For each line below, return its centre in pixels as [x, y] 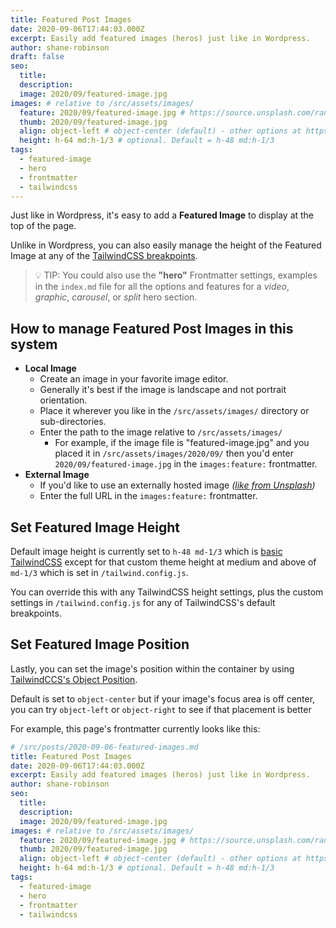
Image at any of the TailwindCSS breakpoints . [104, 256]
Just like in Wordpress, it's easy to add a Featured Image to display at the [162, 215]
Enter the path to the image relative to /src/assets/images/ [161, 432]
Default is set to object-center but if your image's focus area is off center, [163, 698]
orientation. [63, 400]
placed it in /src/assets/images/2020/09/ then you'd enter [174, 453]
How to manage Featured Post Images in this [152, 328]
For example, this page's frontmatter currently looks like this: [135, 728]
